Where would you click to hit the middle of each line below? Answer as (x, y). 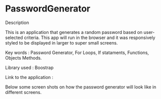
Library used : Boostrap (29, 67)
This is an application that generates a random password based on (74, 32)
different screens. (23, 92)
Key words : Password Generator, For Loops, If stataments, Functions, (77, 52)
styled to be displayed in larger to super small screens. (61, 42)
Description (17, 22)
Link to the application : (29, 77)
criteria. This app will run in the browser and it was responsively (90, 37)
